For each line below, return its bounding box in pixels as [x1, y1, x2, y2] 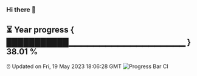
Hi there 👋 [6, 5, 36, 14]
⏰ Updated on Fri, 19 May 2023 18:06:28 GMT [6, 63, 122, 70]
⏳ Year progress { [6, 25, 75, 35]
